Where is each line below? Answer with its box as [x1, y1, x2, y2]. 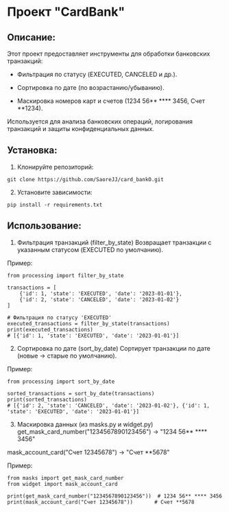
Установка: [7, 145, 58, 156]
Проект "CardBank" [7, 4, 125, 20]
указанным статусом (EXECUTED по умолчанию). [16, 245, 163, 254]
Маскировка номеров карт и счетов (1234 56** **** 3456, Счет [16, 97, 206, 105]
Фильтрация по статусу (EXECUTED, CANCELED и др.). [16, 70, 178, 78]
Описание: [7, 32, 56, 43]
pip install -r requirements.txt [7, 201, 103, 208]
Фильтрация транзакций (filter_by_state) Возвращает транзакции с [16, 238, 212, 246]
